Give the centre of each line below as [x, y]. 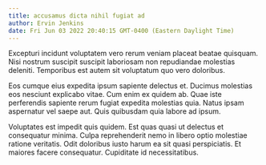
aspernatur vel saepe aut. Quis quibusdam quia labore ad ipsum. [115, 111]
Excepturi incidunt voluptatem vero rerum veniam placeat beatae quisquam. [133, 54]
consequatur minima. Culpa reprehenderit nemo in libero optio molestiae [128, 135]
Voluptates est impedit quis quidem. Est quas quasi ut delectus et [116, 127]
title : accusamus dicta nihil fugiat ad [77, 16]
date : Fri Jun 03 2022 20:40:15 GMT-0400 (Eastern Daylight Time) [121, 30]
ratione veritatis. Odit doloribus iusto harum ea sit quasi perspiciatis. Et [125, 144]
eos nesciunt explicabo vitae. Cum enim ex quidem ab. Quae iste [115, 95]
